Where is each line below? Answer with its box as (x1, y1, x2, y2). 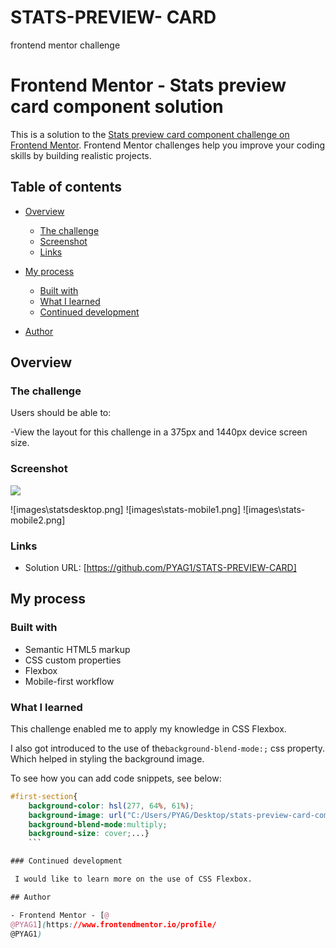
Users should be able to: (10, 407, 112, 419)
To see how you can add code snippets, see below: (10, 772, 222, 784)
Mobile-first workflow (24, 675, 115, 687)
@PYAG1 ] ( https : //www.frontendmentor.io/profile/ (10, 919, 217, 930)
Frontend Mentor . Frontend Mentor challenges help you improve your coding (10, 139, 326, 151)
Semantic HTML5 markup (24, 643, 131, 655)
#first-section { (10, 791, 78, 801)
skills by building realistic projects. (10, 149, 152, 161)
